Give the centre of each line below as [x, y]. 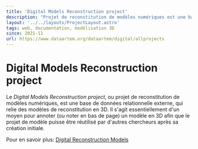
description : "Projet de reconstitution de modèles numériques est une [96, 17]
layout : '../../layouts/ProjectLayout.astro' [63, 22]
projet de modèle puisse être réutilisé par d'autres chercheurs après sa [92, 122]
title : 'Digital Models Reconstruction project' [67, 11]
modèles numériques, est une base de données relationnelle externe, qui [95, 103]
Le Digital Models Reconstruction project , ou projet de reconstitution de [93, 97]
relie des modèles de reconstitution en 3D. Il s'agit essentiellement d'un [93, 109]
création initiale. [26, 128]
